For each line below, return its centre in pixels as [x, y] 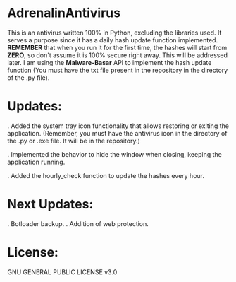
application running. [36, 162]
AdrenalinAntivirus [64, 13]
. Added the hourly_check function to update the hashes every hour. [106, 175]
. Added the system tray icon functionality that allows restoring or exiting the [118, 126]
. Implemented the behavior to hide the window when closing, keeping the [114, 154]
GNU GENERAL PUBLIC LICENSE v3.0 [62, 272]
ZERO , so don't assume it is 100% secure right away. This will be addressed [117, 55]
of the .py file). [29, 77]
